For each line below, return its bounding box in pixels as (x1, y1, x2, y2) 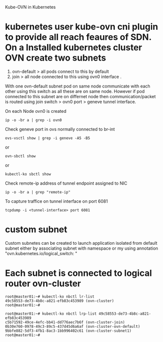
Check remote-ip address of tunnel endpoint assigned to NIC (5, 180, 127, 186)
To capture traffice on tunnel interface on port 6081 (5, 198, 108, 204)
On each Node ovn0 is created (5, 108, 67, 114)
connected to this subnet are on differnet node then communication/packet (5, 93, 156, 99)
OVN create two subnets (5, 52, 106, 64)
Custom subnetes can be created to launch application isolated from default (5, 240, 158, 246)
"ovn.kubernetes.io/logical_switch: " (5, 250, 78, 256)
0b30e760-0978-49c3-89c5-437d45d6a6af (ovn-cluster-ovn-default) (5, 324, 140, 329)
